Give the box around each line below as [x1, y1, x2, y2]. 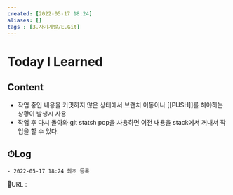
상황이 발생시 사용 [17, 109, 67, 118]
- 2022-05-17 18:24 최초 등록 [7, 168, 90, 175]
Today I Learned [7, 53, 103, 69]
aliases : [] [7, 17, 42, 24]
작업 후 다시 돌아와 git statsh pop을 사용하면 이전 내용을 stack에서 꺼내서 [17, 119, 219, 127]
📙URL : [7, 180, 27, 189]
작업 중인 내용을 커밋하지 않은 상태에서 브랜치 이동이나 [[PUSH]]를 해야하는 [17, 101, 223, 109]
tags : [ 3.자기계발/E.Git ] [7, 23, 81, 30]
